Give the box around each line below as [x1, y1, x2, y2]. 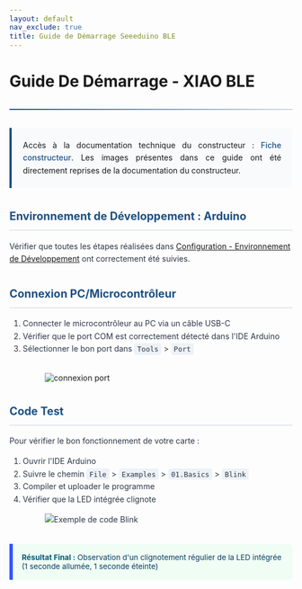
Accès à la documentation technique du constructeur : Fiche [22, 139, 281, 150]
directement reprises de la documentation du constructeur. [22, 165, 241, 175]
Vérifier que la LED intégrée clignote [22, 494, 156, 504]
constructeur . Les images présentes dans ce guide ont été [22, 152, 281, 163]
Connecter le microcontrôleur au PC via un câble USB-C [22, 318, 231, 329]
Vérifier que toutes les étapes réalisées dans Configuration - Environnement [9, 240, 291, 252]
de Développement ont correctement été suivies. [9, 254, 191, 264]
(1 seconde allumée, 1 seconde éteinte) [22, 561, 159, 572]
